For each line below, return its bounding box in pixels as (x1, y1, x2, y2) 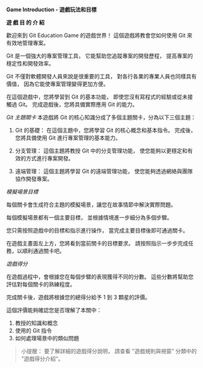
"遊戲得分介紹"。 (21, 355, 64, 362)
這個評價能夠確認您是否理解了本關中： (6, 307, 102, 313)
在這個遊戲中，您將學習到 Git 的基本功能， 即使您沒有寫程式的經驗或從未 (6, 94, 188, 100)
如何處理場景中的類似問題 (15, 335, 79, 342)
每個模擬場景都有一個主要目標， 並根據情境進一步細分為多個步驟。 (6, 214, 173, 221)
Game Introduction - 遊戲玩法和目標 (6, 6, 97, 13)
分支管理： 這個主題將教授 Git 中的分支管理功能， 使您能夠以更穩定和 (15, 147, 188, 154)
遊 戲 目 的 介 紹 (6, 19, 45, 26)
